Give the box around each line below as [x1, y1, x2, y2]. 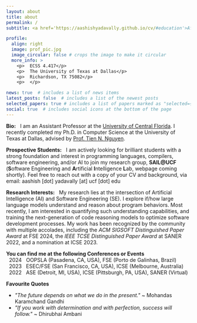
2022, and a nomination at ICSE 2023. [6, 238, 98, 245]
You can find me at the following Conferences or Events [6, 250, 145, 257]
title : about [6, 14, 38, 20]
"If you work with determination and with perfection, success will [14, 304, 172, 311]
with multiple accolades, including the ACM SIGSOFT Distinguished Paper [6, 226, 185, 233]
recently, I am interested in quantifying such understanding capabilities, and [6, 207, 189, 214]
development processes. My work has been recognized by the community [6, 220, 186, 227]
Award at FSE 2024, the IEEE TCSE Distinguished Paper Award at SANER [6, 233, 182, 240]
